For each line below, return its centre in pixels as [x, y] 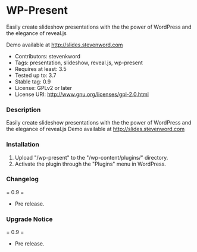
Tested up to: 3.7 [35, 75]
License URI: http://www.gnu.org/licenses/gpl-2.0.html [82, 94]
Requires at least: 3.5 [40, 69]
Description [24, 110]
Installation [23, 145]
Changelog [22, 179]
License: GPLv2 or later [43, 88]
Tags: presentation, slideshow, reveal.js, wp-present [79, 63]
